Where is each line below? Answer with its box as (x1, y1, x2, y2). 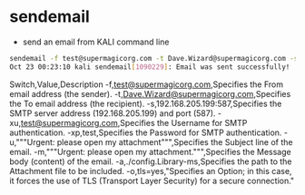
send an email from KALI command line (22, 36, 170, 47)
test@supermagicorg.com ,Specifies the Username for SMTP (20, 117, 248, 128)
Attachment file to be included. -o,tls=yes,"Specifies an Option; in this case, (9, 165, 292, 176)
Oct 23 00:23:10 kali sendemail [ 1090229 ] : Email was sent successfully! (9, 62, 290, 72)
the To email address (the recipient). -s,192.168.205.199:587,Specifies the (9, 98, 282, 109)
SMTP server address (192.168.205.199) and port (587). (9, 107, 216, 119)
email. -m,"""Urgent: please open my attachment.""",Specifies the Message (9, 146, 292, 157)
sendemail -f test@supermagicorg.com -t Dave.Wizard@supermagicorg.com (9, 54, 286, 63)
